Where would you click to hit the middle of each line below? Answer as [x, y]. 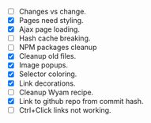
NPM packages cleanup [58, 48]
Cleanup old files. [47, 56]
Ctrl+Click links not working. [65, 110]
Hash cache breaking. [55, 38]
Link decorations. [47, 83]
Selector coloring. [48, 74]
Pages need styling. [51, 21]
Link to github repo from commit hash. [81, 101]
